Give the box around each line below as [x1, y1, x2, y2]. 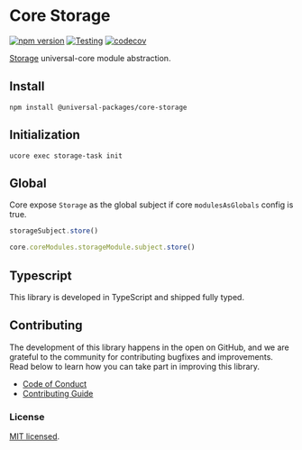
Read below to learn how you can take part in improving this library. [9, 361, 260, 372]
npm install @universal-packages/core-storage [9, 103, 188, 112]
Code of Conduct [22, 378, 87, 389]
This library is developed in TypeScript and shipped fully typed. [9, 291, 245, 302]
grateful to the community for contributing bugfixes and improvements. [9, 351, 273, 362]
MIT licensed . [9, 431, 60, 442]
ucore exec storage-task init [9, 151, 124, 161]
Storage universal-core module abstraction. [9, 52, 171, 63]
